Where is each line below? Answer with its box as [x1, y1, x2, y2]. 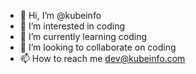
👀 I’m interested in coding [19, 20, 126, 32]
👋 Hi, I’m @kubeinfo [19, 10, 102, 21]
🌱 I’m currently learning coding [19, 31, 148, 42]
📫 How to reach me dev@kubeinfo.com [19, 53, 186, 64]
